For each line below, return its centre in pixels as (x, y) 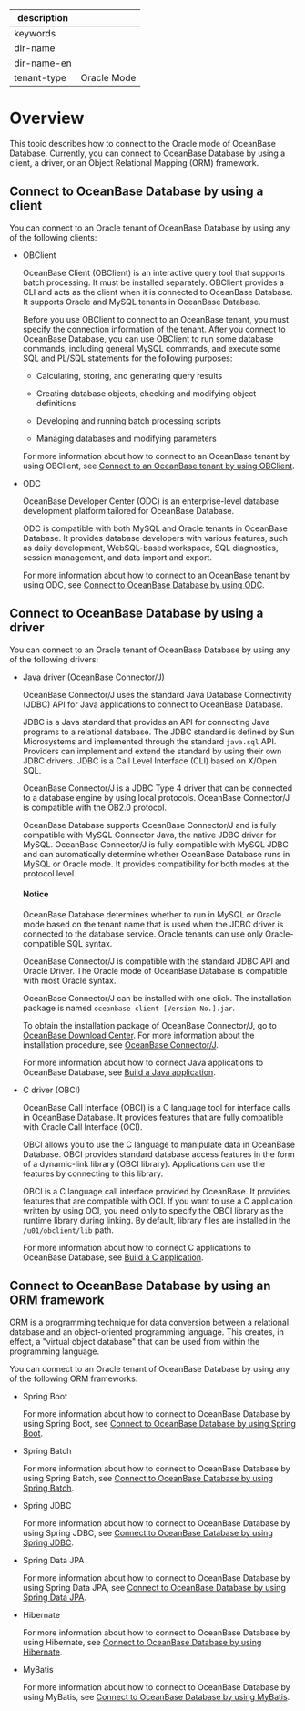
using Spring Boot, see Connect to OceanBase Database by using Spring (159, 1423)
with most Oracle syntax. (69, 980)
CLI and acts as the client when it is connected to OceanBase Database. (158, 292)
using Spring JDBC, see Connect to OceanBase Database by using (147, 1532)
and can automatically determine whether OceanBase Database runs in (156, 854)
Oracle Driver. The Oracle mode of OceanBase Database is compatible (155, 970)
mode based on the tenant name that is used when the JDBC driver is (153, 924)
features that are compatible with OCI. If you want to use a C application (158, 1201)
